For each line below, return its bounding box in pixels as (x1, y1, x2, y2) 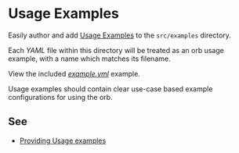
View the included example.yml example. (8, 69, 141, 78)
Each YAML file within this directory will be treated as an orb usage (8, 45, 225, 55)
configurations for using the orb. (8, 92, 113, 101)
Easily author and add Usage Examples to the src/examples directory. (8, 30, 231, 40)
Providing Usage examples (19, 136, 107, 145)
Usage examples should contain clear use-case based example (8, 84, 213, 94)
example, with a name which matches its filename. (8, 54, 171, 63)
